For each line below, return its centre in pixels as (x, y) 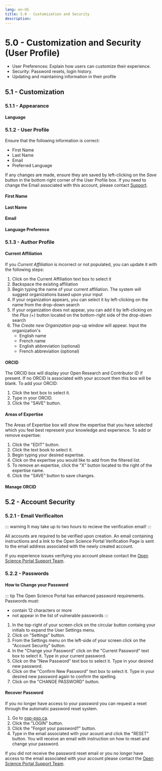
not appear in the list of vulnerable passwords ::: (60, 615)
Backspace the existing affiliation (45, 284)
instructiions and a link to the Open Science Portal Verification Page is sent (80, 541)
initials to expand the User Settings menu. (54, 630)
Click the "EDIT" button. (36, 445)
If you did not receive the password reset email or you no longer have (74, 754)
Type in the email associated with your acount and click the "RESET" (80, 734)
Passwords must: (22, 601)
